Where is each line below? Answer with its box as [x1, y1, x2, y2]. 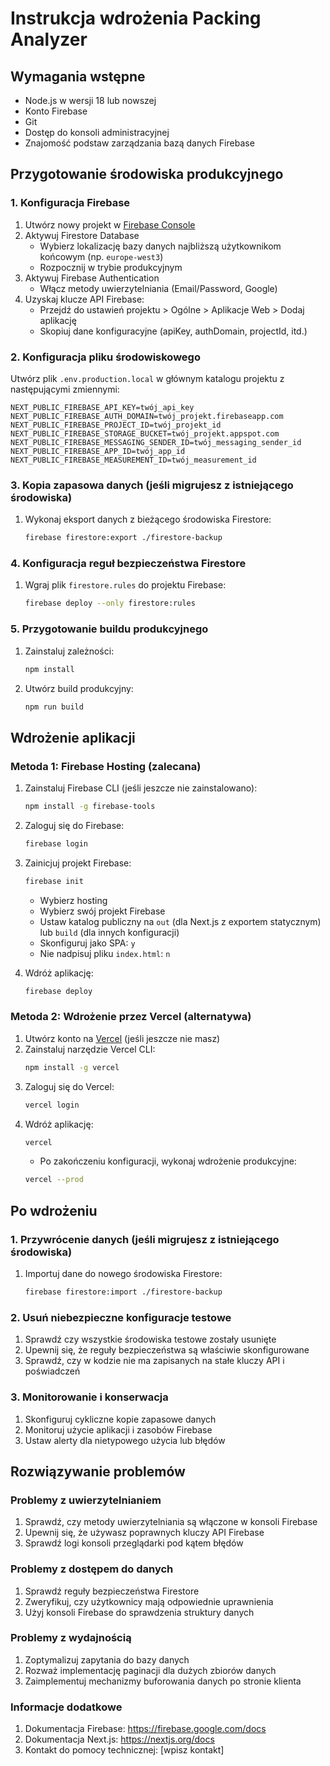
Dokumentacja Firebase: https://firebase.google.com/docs [24, 1723, 267, 1735]
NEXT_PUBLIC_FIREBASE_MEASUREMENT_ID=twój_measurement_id [10, 455, 257, 465]
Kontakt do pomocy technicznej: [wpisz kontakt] [24, 1744, 225, 1756]
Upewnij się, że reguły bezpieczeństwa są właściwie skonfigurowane [24, 1344, 310, 1356]
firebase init [24, 876, 84, 886]
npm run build [24, 702, 84, 712]
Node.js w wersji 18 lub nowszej [24, 95, 157, 106]
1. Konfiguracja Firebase [10, 196, 131, 210]
